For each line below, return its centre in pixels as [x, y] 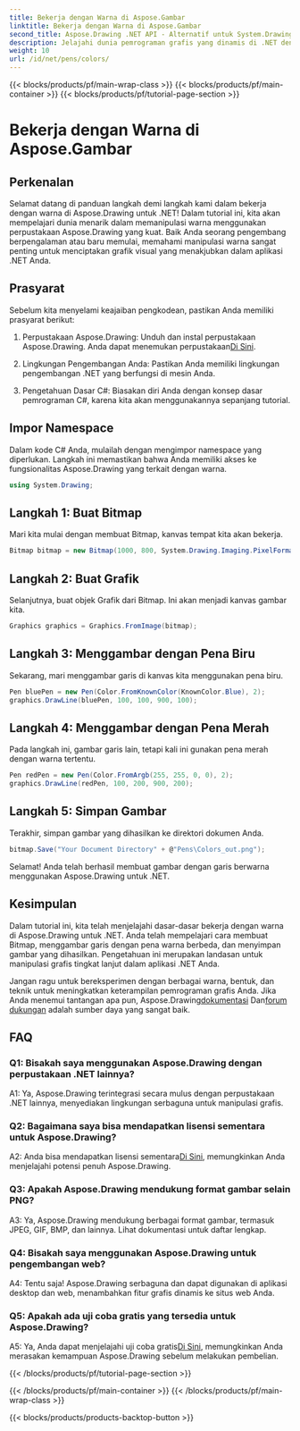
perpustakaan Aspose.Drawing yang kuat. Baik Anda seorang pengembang [148, 232]
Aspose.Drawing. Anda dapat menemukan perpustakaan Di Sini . [139, 346]
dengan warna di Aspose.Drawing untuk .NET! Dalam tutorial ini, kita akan [145, 213]
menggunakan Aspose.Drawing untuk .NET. [90, 876]
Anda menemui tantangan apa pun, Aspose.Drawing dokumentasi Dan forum [148, 1000]
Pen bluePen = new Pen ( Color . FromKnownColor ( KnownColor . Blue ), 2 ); [137, 692]
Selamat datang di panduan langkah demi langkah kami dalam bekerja [138, 203]
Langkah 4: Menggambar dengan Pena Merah [139, 728]
